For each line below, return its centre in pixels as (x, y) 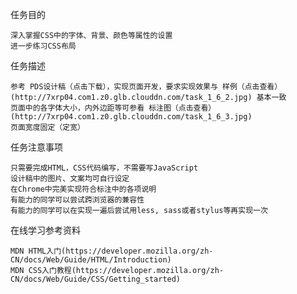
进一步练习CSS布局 (43, 46)
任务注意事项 (36, 147)
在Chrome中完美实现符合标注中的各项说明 (83, 189)
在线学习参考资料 (45, 230)
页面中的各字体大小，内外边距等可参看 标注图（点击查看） (113, 108)
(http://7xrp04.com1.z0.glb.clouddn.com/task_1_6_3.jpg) (131, 117)
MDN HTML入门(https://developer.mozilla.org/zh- (112, 251)
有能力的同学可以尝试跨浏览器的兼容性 (77, 200)
